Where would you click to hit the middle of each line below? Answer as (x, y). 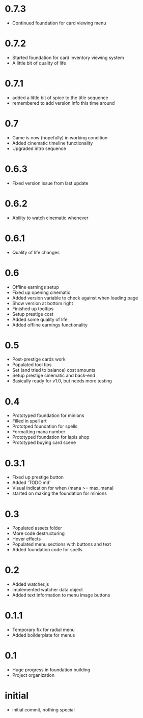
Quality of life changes (36, 252)
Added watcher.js (31, 584)
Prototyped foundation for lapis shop (51, 437)
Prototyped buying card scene (44, 442)
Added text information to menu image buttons (61, 595)
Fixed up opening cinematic (41, 292)
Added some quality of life (40, 319)
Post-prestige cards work (39, 360)
